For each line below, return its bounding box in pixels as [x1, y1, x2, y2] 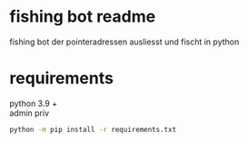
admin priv [9, 107, 50, 119]
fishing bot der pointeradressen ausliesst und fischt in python [9, 36, 240, 47]
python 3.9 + [9, 98, 57, 109]
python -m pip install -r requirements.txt [9, 125, 177, 134]
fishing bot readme [9, 6, 156, 27]
